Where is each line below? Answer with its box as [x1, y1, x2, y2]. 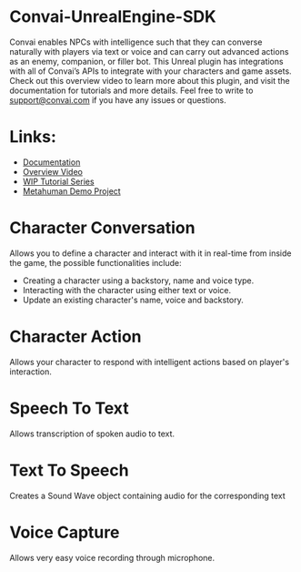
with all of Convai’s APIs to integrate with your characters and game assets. [9, 66, 293, 77]
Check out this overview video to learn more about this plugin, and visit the [9, 75, 291, 86]
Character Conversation [9, 218, 196, 239]
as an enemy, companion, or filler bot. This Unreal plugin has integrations [9, 56, 284, 66]
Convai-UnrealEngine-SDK [9, 6, 216, 27]
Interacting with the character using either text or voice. [22, 284, 232, 295]
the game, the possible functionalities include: [9, 257, 182, 268]
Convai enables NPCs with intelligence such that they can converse [9, 36, 263, 47]
